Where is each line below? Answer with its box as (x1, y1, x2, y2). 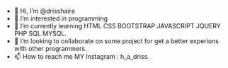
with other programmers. (13, 45, 87, 52)
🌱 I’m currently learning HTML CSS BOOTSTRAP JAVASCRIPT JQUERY (13, 22, 221, 30)
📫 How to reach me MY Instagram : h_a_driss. (13, 52, 150, 60)
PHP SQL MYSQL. (13, 29, 67, 38)
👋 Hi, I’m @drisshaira (13, 7, 76, 15)
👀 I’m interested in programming (13, 14, 108, 23)
